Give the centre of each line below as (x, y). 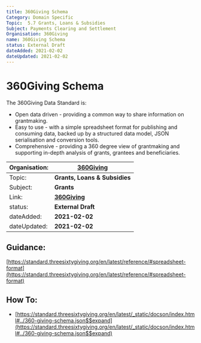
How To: (22, 300)
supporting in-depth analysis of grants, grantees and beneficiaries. (98, 152)
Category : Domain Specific (40, 17)
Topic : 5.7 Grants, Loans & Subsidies (56, 23)
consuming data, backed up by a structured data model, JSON (92, 133)
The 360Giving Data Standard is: (46, 103)
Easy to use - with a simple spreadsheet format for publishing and (96, 127)
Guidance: (26, 247)
